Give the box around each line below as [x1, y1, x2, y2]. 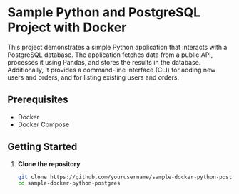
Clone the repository [17, 159, 81, 168]
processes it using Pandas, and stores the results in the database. [7, 58, 201, 66]
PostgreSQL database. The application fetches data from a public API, [7, 50, 213, 59]
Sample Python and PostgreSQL [7, 4, 201, 21]
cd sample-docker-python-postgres [17, 180, 121, 187]
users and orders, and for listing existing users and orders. [7, 72, 180, 82]
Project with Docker [7, 19, 127, 36]
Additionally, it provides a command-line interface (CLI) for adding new [7, 65, 216, 74]
